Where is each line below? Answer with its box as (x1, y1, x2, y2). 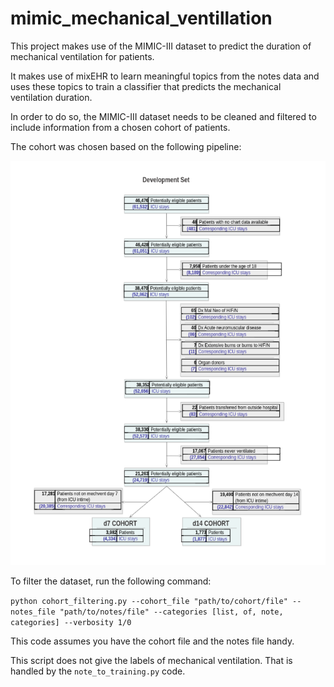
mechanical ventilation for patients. (10, 50, 155, 62)
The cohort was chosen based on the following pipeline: (10, 140, 242, 152)
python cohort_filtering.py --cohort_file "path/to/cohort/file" (10, 597, 288, 607)
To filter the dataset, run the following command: (10, 575, 212, 587)
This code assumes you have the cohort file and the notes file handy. (10, 635, 295, 647)
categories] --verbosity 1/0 (10, 618, 132, 628)
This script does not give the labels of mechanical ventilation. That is (10, 655, 293, 667)
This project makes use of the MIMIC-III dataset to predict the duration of (10, 40, 312, 52)
